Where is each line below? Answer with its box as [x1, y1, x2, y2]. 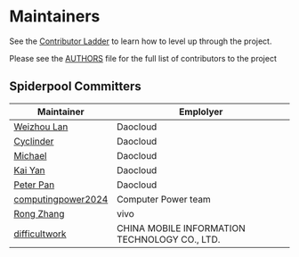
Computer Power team [117, 193, 211, 205]
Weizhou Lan [13, 120, 69, 133]
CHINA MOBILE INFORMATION [117, 221, 246, 234]
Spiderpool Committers [9, 79, 141, 95]
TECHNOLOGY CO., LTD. [117, 233, 221, 245]
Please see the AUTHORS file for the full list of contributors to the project [9, 53, 278, 63]
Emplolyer [179, 105, 223, 118]
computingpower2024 [13, 193, 109, 205]
